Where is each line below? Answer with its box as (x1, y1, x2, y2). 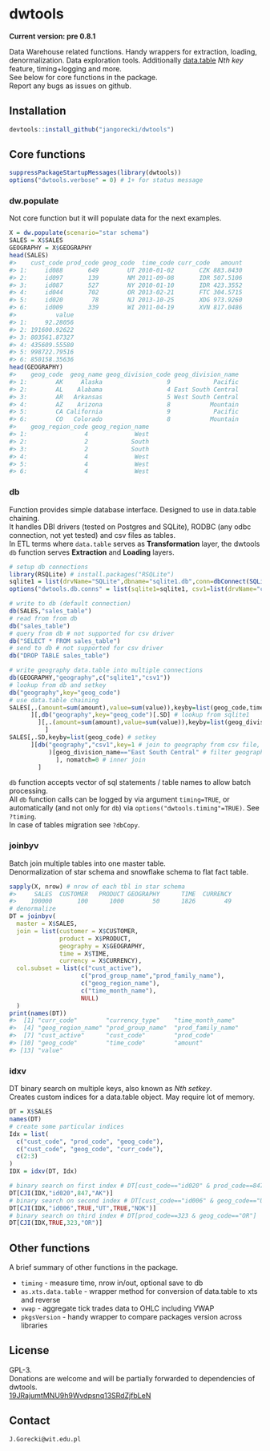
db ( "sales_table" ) (9, 622, 71, 630)
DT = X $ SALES (9, 1108, 53, 1116)
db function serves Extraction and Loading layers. (9, 547, 175, 557)
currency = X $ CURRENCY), (59, 957, 143, 965)
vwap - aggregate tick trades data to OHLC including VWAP (20, 1303, 215, 1313)
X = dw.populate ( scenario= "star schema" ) (9, 229, 150, 237)
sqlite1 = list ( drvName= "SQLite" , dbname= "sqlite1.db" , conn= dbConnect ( (9, 578, 250, 586)
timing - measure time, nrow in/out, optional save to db (20, 1278, 204, 1287)
